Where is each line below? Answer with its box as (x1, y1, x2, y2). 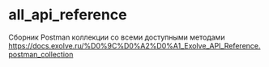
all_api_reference (8, 6, 127, 24)
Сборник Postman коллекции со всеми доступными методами (8, 32, 225, 42)
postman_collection (8, 49, 74, 59)
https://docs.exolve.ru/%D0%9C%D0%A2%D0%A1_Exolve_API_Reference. (8, 40, 261, 50)
